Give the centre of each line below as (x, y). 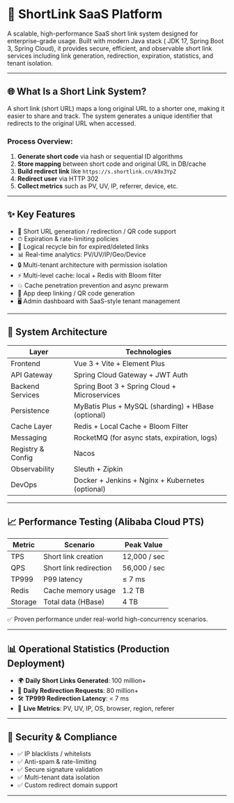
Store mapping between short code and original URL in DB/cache (112, 164)
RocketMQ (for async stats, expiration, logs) (146, 437)
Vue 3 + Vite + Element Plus (119, 363)
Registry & (28, 449)
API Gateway (32, 374)
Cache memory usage (80, 590)
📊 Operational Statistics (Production (88, 649)
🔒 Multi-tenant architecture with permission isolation (92, 265)
